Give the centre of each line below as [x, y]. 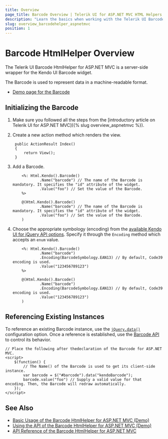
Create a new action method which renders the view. [67, 135]
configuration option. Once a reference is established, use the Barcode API [82, 334]
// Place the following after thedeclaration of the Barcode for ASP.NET [84, 349]
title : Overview [22, 10]
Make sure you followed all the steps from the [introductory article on [84, 120]
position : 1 [17, 29]
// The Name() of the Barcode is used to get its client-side [89, 366]
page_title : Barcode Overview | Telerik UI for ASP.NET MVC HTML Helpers [84, 15]
